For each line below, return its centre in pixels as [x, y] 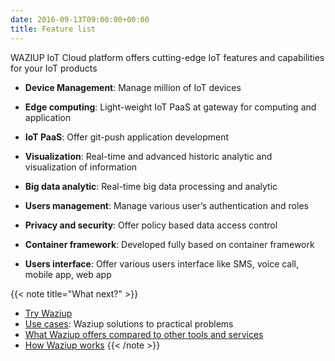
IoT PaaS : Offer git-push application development [127, 137]
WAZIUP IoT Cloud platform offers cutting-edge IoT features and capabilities [167, 57]
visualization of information [81, 167]
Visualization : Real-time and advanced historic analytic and [148, 156]
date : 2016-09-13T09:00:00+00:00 [80, 19]
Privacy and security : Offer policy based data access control [151, 225]
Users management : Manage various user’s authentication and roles [166, 205]
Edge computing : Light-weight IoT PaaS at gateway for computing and [170, 107]
